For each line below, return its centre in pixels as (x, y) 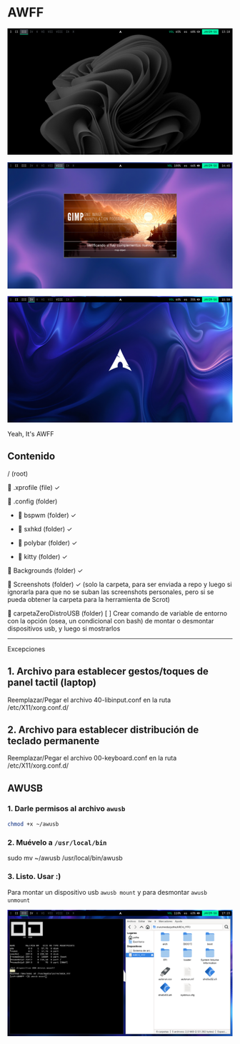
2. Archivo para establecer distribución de (103, 729)
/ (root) (18, 473)
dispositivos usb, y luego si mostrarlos (64, 628)
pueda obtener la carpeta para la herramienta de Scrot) (89, 599)
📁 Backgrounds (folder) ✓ (45, 570)
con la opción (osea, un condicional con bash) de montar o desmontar (111, 621)
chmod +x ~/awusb (33, 824)
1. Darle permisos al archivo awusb (66, 808)
